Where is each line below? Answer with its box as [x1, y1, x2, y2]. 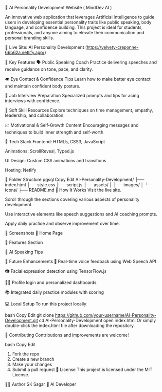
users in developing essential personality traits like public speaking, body [5, 20, 152, 25]
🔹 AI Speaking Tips [5, 249, 43, 255]
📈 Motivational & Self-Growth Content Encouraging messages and [5, 122, 139, 128]
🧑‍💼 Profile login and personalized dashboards [5, 280, 97, 285]
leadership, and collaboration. [5, 112, 65, 118]
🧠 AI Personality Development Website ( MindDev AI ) [5, 5, 112, 10]
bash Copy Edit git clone [5, 312, 54, 318]
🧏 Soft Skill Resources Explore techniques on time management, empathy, [5, 108, 153, 113]
